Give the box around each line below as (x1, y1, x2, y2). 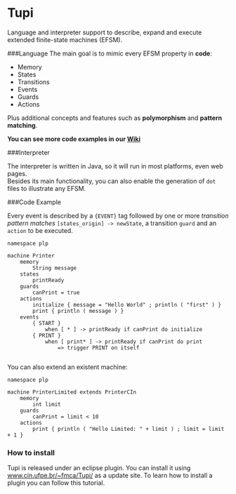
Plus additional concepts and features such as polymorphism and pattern (7, 114, 223, 122)
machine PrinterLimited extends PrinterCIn (7, 388, 137, 396)
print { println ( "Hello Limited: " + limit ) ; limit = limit (32, 425, 225, 432)
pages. (7, 169, 27, 178)
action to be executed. (7, 226, 74, 234)
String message (32, 265, 77, 272)
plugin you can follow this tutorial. (7, 479, 105, 487)
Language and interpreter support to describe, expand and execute (7, 28, 202, 36)
